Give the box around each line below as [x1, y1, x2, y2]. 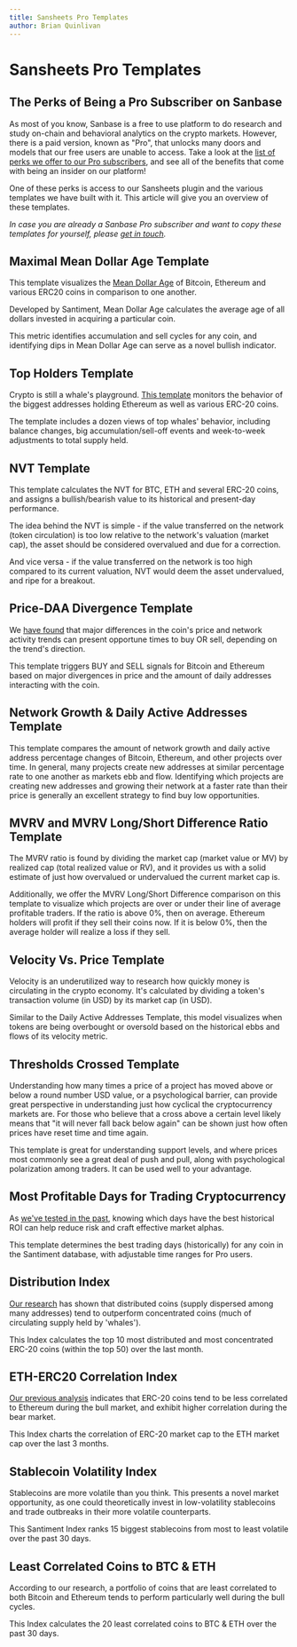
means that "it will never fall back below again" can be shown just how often [9, 1118, 288, 1128]
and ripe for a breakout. [9, 574, 96, 586]
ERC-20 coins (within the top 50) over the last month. [9, 1343, 204, 1354]
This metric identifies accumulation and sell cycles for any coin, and [9, 330, 257, 342]
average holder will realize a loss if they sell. [9, 927, 171, 938]
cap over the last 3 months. [9, 1438, 109, 1449]
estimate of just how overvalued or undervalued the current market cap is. [9, 872, 281, 883]
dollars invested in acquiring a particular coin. [9, 313, 176, 324]
